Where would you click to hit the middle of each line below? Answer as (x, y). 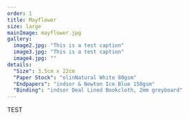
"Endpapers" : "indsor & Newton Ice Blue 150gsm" (84, 84)
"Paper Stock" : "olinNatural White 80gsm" (75, 77)
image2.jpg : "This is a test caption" (69, 45)
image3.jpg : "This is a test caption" (69, 52)
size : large (24, 26)
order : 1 (20, 13)
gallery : (20, 39)
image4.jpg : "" (35, 58)
